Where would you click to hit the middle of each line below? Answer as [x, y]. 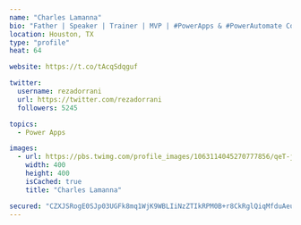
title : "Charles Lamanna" [74, 190]
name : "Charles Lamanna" [56, 17]
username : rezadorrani [60, 91]
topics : [24, 124]
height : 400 [47, 173]
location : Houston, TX [52, 34]
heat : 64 [26, 51]
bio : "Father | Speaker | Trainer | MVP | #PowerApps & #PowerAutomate [146, 26]
